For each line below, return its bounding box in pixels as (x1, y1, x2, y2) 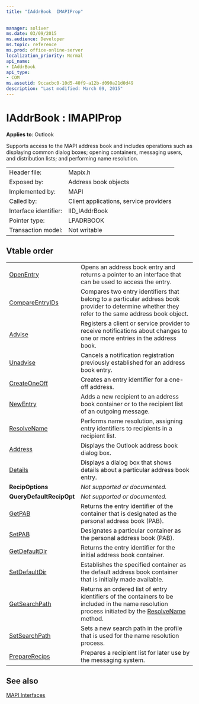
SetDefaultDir (9, 568, 47, 576)
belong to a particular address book (81, 294, 180, 303)
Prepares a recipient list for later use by (81, 648, 190, 657)
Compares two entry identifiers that (81, 287, 179, 295)
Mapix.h (68, 168, 91, 176)
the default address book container (81, 568, 179, 576)
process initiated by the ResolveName (81, 607, 186, 615)
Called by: (9, 197, 37, 205)
